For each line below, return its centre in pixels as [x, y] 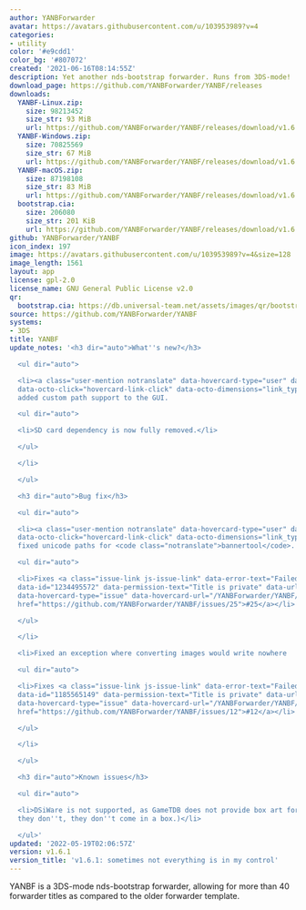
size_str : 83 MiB [59, 187]
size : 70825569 [55, 145]
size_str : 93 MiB [59, 119]
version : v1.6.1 [40, 852]
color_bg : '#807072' [49, 60]
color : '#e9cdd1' [42, 52]
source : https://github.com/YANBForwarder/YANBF [103, 314]
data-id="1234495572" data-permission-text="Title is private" [140, 587]
